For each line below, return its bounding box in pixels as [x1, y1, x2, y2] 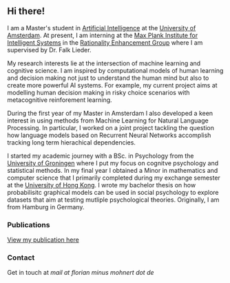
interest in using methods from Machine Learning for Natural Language [7, 116, 209, 125]
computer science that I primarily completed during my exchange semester [7, 174, 220, 182]
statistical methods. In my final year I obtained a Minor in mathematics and [7, 166, 218, 174]
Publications [7, 220, 50, 229]
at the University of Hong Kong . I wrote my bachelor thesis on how [7, 180, 196, 189]
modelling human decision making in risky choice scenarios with [7, 88, 191, 96]
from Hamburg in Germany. [7, 202, 85, 211]
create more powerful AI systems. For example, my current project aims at [7, 81, 218, 89]
